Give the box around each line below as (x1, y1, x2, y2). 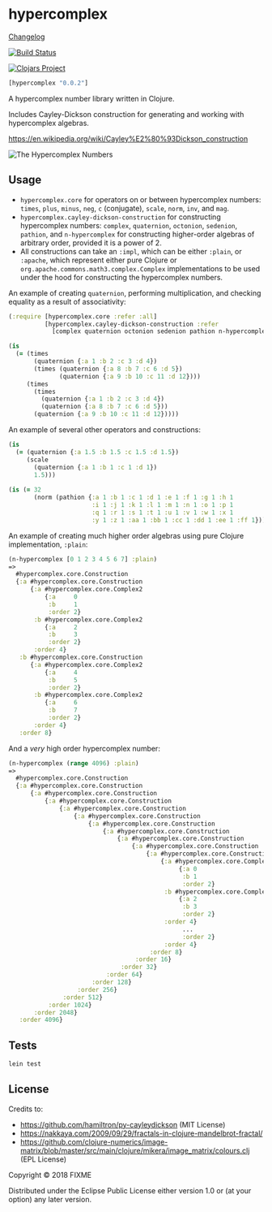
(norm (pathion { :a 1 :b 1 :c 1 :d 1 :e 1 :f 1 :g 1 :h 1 (33, 493, 234, 502)
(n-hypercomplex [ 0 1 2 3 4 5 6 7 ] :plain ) (8, 555, 158, 563)
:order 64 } (106, 971, 143, 979)
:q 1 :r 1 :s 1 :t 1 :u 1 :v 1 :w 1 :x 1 (91, 509, 234, 517)
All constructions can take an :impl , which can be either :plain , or (19, 246, 242, 256)
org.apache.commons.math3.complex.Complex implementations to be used (19, 263, 261, 273)
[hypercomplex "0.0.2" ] (8, 79, 89, 87)
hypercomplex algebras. (8, 118, 89, 128)
